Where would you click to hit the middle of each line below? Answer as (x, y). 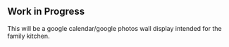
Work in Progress (46, 12)
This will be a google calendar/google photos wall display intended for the (114, 28)
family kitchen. (29, 36)
